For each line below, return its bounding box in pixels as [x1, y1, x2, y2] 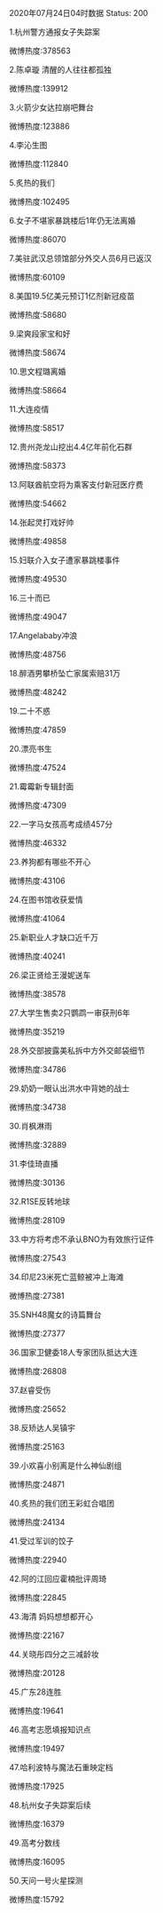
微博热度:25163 [9, 1442, 65, 1451]
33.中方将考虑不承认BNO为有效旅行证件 [9, 1234, 155, 1245]
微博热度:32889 [9, 1140, 67, 1150]
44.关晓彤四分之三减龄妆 [9, 1649, 99, 1659]
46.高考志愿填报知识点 [9, 1725, 91, 1735]
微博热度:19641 [9, 1705, 64, 1716]
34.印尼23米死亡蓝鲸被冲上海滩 [9, 1272, 124, 1282]
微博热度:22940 [9, 1554, 67, 1565]
